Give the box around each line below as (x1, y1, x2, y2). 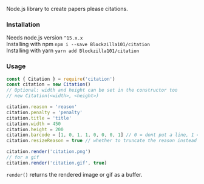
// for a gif (6, 154, 39, 160)
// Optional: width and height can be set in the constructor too (6, 87, 178, 94)
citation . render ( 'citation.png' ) (6, 149, 91, 155)
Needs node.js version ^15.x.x (6, 34, 83, 41)
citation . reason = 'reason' (6, 104, 78, 110)
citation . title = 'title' (6, 115, 72, 121)
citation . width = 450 (6, 121, 61, 127)
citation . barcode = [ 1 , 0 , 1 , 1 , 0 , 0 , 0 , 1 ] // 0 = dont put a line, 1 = (6, 132, 200, 138)
